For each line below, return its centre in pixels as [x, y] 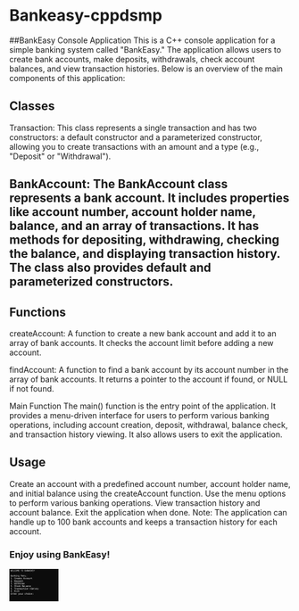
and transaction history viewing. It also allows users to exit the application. [146, 434]
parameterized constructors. [91, 282]
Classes [32, 107]
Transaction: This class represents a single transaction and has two [133, 128]
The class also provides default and [110, 268]
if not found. [32, 388]
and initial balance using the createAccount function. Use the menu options [148, 493]
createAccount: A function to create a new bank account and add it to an [143, 333]
